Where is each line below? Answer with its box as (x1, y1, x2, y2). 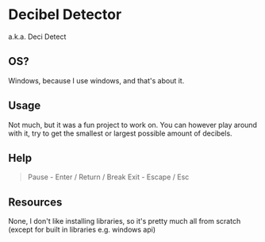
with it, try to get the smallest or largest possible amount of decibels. (8, 129, 232, 138)
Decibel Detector (8, 6, 122, 24)
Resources (8, 195, 63, 209)
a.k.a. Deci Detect (8, 32, 67, 41)
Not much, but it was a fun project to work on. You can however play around (8, 120, 258, 129)
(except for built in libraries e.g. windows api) (8, 225, 156, 235)
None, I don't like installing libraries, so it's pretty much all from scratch (8, 217, 241, 226)
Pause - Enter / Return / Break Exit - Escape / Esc (27, 172, 190, 182)
